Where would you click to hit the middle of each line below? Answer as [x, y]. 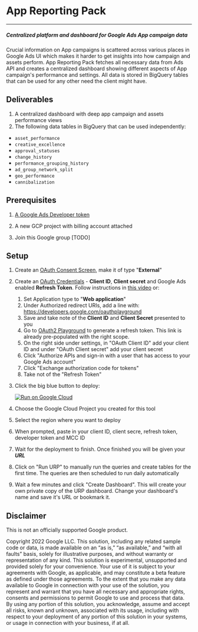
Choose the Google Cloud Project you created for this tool [85, 409]
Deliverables [30, 99]
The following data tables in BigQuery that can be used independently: [100, 126]
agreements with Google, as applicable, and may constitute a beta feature [96, 573]
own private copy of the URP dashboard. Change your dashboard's [96, 491]
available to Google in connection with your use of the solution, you [88, 585]
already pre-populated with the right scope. [76, 337]
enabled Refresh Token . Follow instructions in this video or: [87, 288]
